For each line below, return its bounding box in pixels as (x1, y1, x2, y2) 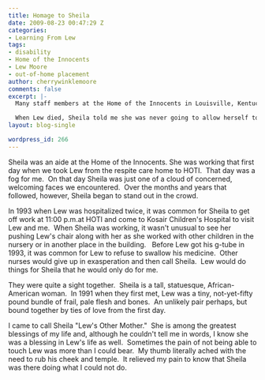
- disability (8, 48, 51, 56)
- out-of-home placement (8, 70, 90, 78)
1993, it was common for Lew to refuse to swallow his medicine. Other (8, 248, 238, 258)
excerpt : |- (8, 92, 47, 100)
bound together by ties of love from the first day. (8, 305, 166, 314)
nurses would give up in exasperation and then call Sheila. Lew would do (8, 256, 247, 265)
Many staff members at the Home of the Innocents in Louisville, (15, 100, 235, 107)
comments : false (8, 85, 62, 93)
